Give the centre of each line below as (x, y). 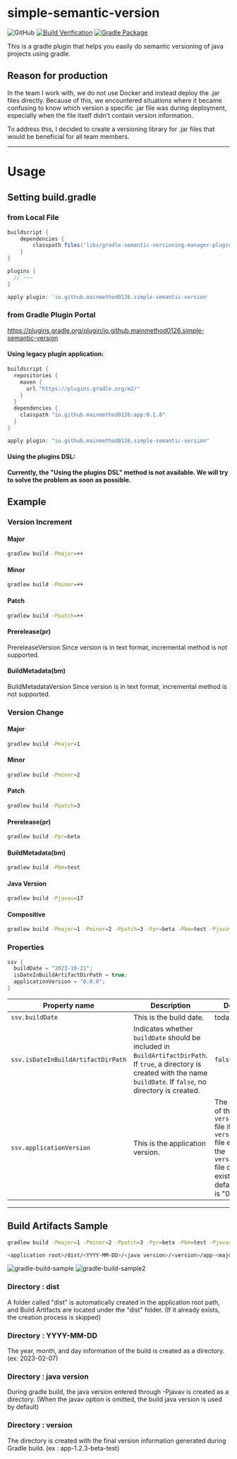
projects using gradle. (39, 54)
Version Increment (40, 522)
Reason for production (57, 76)
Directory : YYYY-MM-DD (52, 1336)
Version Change (36, 712)
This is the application (170, 1143)
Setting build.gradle (52, 198)
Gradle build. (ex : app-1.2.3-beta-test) (63, 1448)
